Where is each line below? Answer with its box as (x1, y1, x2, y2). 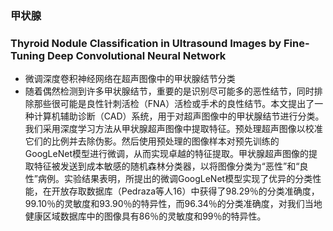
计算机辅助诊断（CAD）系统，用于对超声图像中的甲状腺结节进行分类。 (33, 110, 325, 122)
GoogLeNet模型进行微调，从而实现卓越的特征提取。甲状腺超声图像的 (24, 148, 309, 160)
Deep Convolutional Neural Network (46, 48, 227, 62)
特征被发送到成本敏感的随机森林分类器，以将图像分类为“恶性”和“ (33, 160, 300, 172)
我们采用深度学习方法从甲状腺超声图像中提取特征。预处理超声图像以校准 (24, 123, 323, 135)
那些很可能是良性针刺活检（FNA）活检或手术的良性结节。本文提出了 (33, 98, 315, 110)
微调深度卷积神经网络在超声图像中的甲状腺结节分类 (24, 73, 236, 85)
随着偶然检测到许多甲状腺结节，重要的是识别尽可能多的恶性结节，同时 (24, 85, 315, 97)
